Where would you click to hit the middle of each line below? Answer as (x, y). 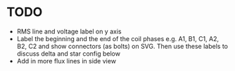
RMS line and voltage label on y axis (69, 31)
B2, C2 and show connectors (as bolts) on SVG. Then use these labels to (122, 46)
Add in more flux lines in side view (66, 61)
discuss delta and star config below (69, 54)
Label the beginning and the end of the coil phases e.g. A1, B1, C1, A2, (118, 38)
